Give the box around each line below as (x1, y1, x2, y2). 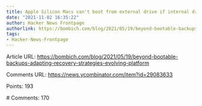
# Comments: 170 (6, 94, 50, 101)
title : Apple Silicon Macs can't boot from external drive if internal (6, 8, 189, 15)
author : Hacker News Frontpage (6, 20, 85, 26)
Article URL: (6, 53, 36, 60)
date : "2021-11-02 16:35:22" (6, 14, 79, 20)
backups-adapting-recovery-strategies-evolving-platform (6, 59, 149, 66)
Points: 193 (6, 83, 34, 90)
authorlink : (6, 25, 36, 32)
